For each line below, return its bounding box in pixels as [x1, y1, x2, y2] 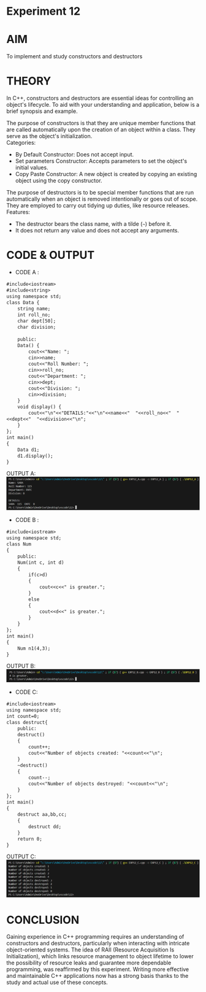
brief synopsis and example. [6, 107, 78, 115]
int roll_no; [17, 312, 51, 318]
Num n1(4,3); [17, 645, 51, 652]
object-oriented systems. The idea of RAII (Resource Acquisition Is [6, 946, 175, 953]
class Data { [6, 299, 40, 306]
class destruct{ [6, 719, 48, 725]
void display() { [17, 404, 62, 410]
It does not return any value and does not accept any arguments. [15, 227, 180, 234]
